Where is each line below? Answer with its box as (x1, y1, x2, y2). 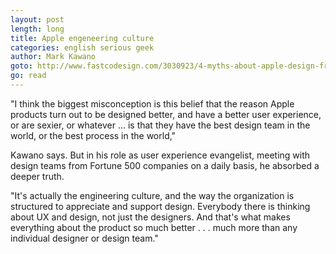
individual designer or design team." (10, 232, 159, 244)
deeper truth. (10, 170, 65, 182)
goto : (10, 61, 33, 71)
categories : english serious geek (10, 42, 155, 53)
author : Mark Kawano (10, 52, 97, 62)
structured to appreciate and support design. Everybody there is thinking (10, 200, 311, 212)
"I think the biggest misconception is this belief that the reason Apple (10, 97, 295, 110)
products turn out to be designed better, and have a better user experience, (10, 108, 322, 120)
